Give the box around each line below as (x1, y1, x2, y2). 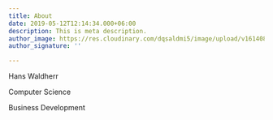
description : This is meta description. (8, 27, 148, 35)
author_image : (8, 34, 57, 43)
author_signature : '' (8, 42, 82, 50)
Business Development (8, 103, 85, 113)
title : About (8, 11, 53, 20)
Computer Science (8, 87, 71, 97)
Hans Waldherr (8, 71, 58, 81)
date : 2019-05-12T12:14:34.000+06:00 (8, 19, 136, 28)
